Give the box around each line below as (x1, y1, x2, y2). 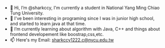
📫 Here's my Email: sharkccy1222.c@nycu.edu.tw (9, 37, 114, 42)
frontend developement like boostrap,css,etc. (9, 31, 104, 37)
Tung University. (9, 10, 44, 16)
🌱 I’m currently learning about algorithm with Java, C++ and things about (9, 26, 160, 32)
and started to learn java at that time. (9, 20, 86, 26)
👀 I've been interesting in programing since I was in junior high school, (9, 15, 155, 21)
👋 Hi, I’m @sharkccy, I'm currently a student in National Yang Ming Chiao (9, 5, 160, 10)
